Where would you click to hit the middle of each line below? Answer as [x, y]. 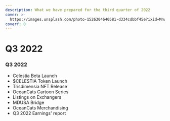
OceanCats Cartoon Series [40, 92]
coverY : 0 [16, 24]
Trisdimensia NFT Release [40, 86]
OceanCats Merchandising [40, 108]
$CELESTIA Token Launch [40, 81]
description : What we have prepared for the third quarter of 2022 [78, 10]
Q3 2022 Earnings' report [39, 113]
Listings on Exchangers [37, 97]
